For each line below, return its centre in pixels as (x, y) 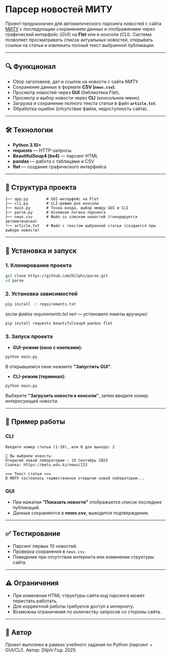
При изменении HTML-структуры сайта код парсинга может (79, 595)
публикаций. (26, 507)
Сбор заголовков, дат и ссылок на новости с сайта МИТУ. (76, 81)
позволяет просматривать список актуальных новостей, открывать (79, 40)
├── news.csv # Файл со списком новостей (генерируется (72, 217)
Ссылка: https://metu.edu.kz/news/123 (46, 465)
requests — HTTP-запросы (42, 150)
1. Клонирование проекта (39, 265)
